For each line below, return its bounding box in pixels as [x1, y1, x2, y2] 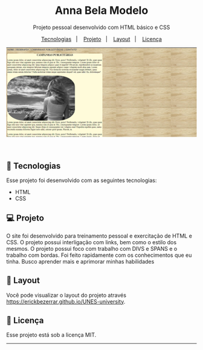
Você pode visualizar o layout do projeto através [6, 291, 127, 299]
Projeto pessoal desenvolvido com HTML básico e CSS [33, 24, 170, 31]
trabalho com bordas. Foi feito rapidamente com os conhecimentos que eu [6, 251, 192, 259]
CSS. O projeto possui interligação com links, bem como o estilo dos [6, 238, 177, 245]
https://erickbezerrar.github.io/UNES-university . [6, 297, 126, 305]
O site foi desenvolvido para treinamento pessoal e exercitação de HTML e [6, 232, 192, 239]
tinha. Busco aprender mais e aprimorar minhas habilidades [6, 258, 155, 265]
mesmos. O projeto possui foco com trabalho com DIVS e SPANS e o [6, 245, 178, 252]
